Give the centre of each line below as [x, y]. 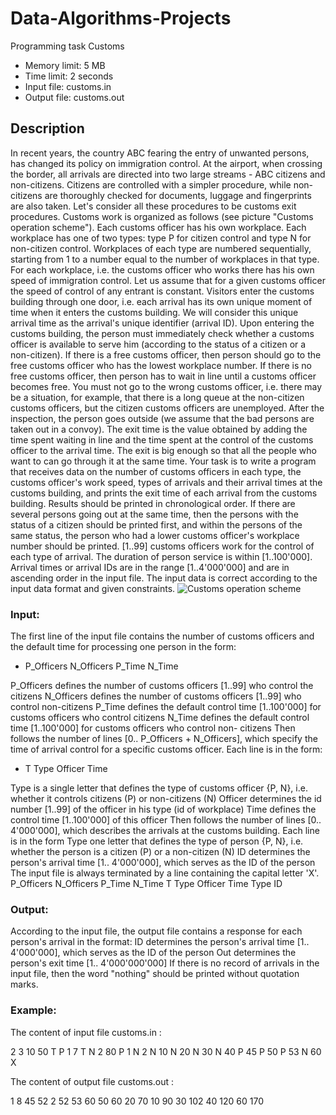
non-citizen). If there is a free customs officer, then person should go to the [166, 354]
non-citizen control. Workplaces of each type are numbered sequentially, [161, 248]
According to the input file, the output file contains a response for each [156, 931]
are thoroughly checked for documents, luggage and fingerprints [178, 195]
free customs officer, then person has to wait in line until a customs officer [163, 376]
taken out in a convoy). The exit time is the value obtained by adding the [159, 429]
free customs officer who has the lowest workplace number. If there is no [161, 365]
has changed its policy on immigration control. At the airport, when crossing [166, 163]
